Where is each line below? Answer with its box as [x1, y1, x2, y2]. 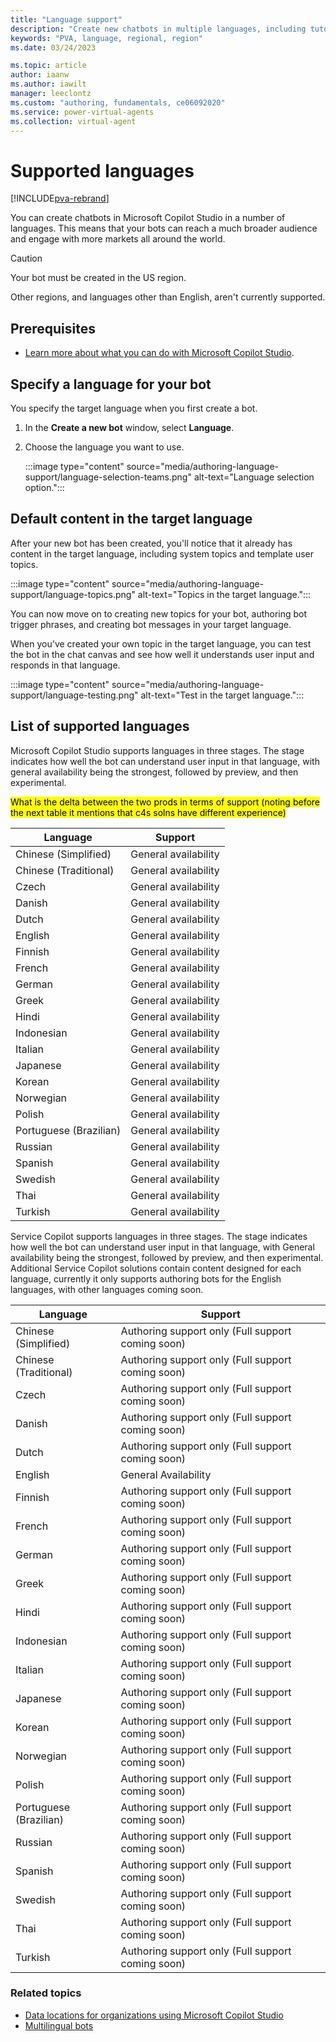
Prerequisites [10, 320, 96, 337]
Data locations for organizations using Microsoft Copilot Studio [24, 2009, 284, 2021]
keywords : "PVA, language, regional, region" [10, 33, 203, 43]
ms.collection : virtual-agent [10, 116, 137, 126]
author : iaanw [10, 70, 70, 80]
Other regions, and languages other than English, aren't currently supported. [10, 291, 326, 303]
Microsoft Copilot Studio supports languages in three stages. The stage [10, 744, 305, 756]
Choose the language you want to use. [24, 441, 185, 453]
